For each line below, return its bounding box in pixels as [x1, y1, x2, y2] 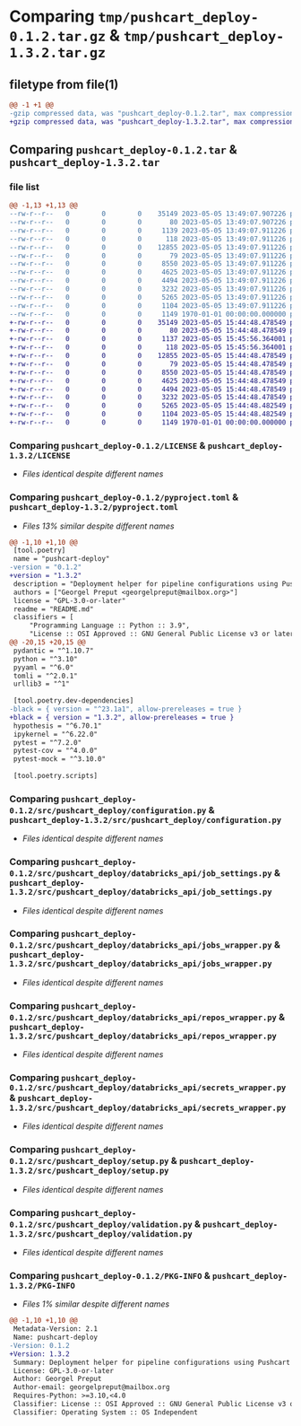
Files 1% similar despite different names [21, 1299, 170, 1309]
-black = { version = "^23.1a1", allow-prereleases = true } [9, 704, 243, 714]
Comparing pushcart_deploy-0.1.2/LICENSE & [9, 439, 206, 451]
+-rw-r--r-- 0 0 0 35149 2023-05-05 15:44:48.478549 [9, 318, 287, 327]
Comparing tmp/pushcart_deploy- [9, 6, 260, 27]
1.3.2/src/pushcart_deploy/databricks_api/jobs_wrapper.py [9, 958, 272, 969]
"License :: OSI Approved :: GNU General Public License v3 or [29, 630, 271, 639]
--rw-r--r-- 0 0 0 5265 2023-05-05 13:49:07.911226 [9, 293, 287, 302]
